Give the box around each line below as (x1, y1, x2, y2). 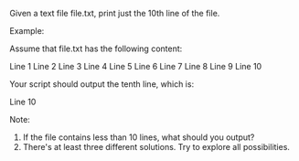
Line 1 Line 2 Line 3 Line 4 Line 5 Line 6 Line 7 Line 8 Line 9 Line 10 (9, 61, 262, 71)
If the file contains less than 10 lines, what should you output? (22, 132, 255, 143)
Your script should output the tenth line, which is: (9, 79, 195, 90)
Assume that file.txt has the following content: (9, 43, 183, 54)
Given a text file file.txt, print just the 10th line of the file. (9, 8, 220, 18)
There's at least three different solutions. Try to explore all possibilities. (22, 142, 291, 152)
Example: (9, 26, 45, 36)
